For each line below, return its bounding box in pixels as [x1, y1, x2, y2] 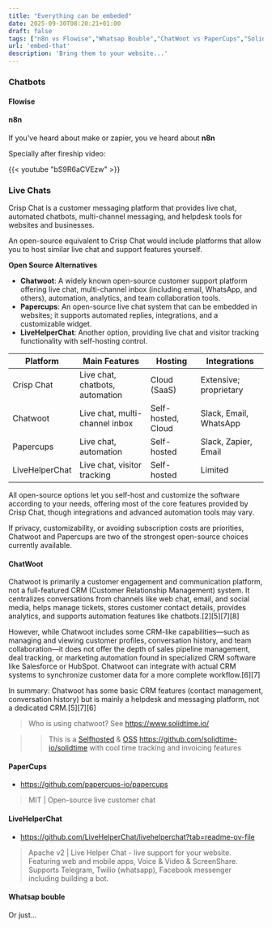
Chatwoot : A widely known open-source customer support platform [19, 276, 248, 286]
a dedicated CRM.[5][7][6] [8, 703, 97, 713]
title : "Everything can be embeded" [8, 11, 132, 20]
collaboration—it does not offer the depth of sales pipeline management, [8, 644, 251, 654]
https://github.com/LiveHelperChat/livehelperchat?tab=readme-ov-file [19, 832, 255, 841]
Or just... [8, 909, 37, 920]
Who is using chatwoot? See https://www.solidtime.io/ [28, 719, 210, 729]
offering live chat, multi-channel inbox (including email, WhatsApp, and [19, 284, 257, 294]
